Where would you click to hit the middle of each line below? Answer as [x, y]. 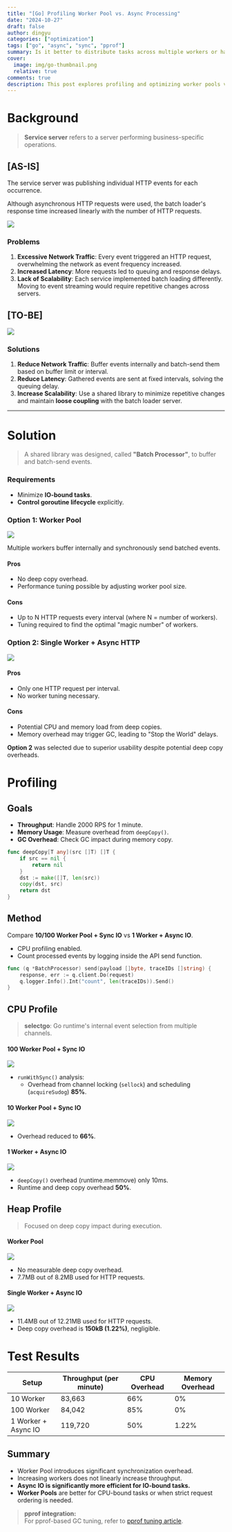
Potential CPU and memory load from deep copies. [89, 727]
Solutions [23, 349]
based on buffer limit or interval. [63, 372]
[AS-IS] [23, 166]
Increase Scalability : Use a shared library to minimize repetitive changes [121, 393]
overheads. [23, 755]
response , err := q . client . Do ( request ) [77, 975]
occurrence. [25, 190]
